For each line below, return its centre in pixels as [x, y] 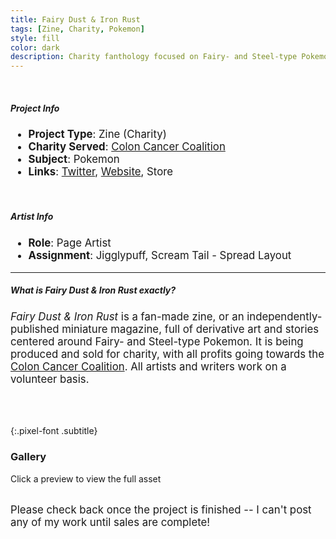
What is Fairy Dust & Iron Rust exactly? [93, 290]
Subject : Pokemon [74, 159]
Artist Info [32, 217]
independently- [284, 316]
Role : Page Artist [70, 243]
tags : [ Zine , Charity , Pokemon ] [77, 29]
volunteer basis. [50, 379]
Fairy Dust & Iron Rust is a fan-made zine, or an [127, 316]
